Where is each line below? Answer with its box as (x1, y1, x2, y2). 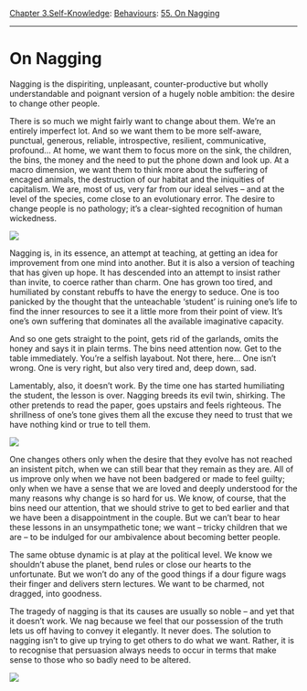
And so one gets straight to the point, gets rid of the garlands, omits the (9, 333, 279, 344)
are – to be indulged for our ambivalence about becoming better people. (9, 531, 281, 542)
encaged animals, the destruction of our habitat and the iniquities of (9, 174, 265, 185)
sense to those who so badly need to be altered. (9, 654, 192, 665)
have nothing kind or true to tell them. (9, 419, 151, 430)
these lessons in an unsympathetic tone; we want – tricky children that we (9, 521, 288, 533)
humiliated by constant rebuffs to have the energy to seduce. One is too (9, 286, 281, 297)
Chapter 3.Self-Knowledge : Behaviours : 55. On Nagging (9, 8, 220, 18)
